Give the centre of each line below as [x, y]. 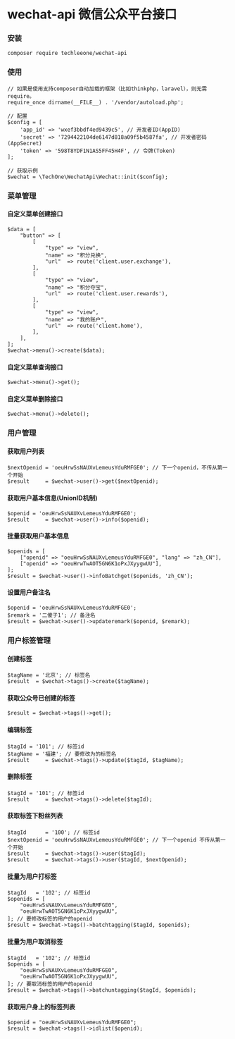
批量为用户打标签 [32, 876]
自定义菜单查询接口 [35, 367]
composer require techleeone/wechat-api [68, 54]
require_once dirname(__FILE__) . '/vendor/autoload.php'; [96, 102]
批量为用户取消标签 [35, 941]
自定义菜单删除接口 [35, 398]
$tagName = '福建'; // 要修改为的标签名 [62, 754]
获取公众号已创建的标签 [41, 698]
